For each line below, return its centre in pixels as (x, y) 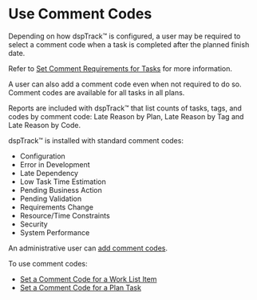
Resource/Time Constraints (65, 215)
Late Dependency (49, 173)
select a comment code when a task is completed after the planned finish (129, 44)
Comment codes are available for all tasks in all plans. (97, 92)
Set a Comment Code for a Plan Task (81, 287)
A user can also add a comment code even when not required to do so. (125, 84)
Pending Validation (51, 198)
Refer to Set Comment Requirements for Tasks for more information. (121, 68)
